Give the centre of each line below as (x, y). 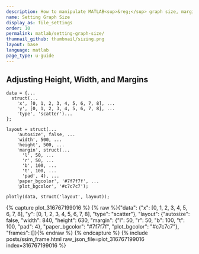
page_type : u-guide (30, 56)
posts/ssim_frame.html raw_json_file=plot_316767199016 (76, 239)
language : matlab (28, 50)
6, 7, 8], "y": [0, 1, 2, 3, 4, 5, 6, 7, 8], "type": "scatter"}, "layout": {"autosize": (98, 214)
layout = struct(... (32, 130)
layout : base (22, 45)
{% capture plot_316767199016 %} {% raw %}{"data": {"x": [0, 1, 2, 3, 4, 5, (97, 208)
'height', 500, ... (41, 145)
